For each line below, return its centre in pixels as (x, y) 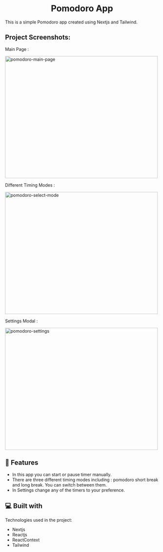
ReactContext (26, 540)
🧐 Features (22, 463)
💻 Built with (24, 506)
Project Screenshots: (38, 37)
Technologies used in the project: (39, 520)
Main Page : (17, 49)
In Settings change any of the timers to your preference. (69, 490)
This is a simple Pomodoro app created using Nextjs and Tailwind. (71, 22)
